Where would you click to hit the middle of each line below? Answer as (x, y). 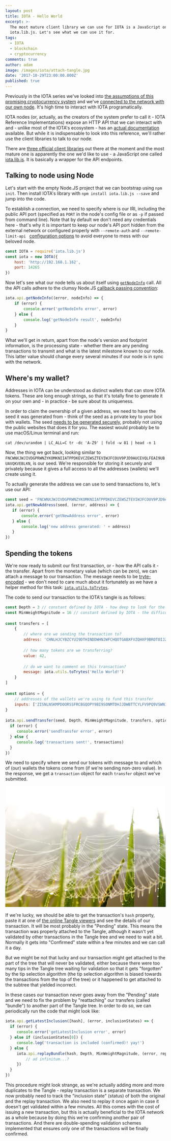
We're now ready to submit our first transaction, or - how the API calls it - (82, 565)
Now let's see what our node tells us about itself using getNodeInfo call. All (83, 283)
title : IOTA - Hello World (34, 16)
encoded (15, 582)
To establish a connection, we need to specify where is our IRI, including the (85, 209)
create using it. (21, 474)
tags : (11, 38)
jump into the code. (25, 199)
